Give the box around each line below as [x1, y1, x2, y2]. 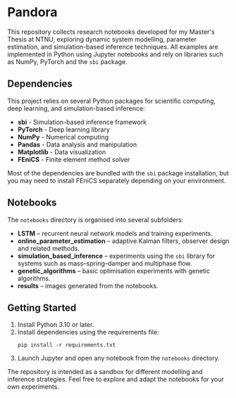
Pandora [7, 4, 58, 20]
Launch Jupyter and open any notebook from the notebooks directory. [17, 354, 220, 363]
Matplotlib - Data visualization [17, 147, 106, 156]
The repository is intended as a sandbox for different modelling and [7, 368, 203, 376]
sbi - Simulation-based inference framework [17, 118, 147, 126]
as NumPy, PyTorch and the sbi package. [7, 57, 128, 66]
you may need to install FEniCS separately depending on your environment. [7, 176, 226, 185]
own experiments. [7, 383, 60, 391]
